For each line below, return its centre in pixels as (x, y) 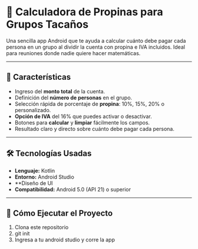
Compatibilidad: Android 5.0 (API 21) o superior (73, 189)
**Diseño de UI (34, 183)
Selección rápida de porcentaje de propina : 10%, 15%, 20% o (90, 104)
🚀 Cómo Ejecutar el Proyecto (60, 213)
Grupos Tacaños (47, 24)
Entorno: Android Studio (44, 177)
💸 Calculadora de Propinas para (85, 12)
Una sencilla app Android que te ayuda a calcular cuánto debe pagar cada (96, 41)
